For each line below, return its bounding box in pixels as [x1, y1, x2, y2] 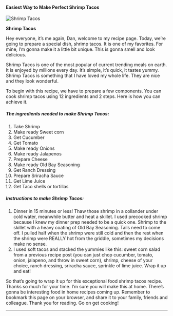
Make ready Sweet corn [13, 129, 64, 135]
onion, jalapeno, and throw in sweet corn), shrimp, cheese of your [13, 257, 153, 264]
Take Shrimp [13, 124, 41, 130]
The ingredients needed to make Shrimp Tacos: [6, 110, 109, 116]
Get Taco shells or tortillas [13, 184, 69, 190]
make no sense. [13, 241, 47, 247]
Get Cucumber [13, 134, 45, 141]
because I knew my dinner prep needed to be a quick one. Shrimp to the [13, 219, 166, 225]
